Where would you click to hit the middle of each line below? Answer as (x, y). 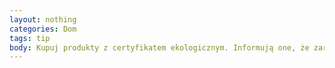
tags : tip (30, 38)
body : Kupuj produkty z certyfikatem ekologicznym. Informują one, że (159, 47)
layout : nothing (43, 19)
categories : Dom (43, 29)
